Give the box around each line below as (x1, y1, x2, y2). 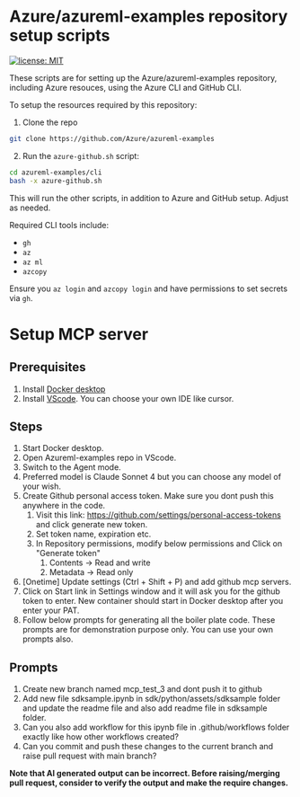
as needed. (9, 202, 51, 213)
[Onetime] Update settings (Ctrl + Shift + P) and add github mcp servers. (22, 577, 292, 588)
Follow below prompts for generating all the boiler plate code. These (22, 615, 276, 625)
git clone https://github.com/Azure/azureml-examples (9, 134, 216, 143)
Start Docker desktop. (22, 443, 104, 454)
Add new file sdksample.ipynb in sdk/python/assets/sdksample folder (22, 694, 281, 704)
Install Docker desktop (22, 384, 106, 394)
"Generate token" (35, 548, 101, 559)
